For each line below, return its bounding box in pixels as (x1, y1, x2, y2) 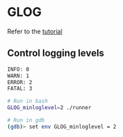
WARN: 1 (7, 72, 30, 79)
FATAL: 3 (7, 85, 33, 92)
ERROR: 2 (7, 79, 33, 86)
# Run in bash (7, 98, 49, 105)
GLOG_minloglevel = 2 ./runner (7, 104, 92, 111)
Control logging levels (7, 47, 104, 59)
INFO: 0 (7, 65, 30, 73)
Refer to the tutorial (7, 27, 63, 35)
